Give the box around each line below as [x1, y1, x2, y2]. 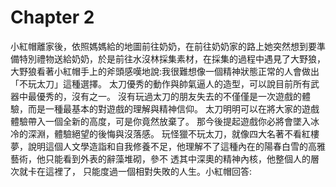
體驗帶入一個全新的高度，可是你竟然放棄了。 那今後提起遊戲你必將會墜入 [10, 115, 311, 127]
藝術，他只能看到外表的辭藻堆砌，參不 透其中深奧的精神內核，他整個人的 [10, 152, 311, 165]
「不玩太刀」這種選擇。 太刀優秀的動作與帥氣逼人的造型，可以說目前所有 [10, 77, 311, 90]
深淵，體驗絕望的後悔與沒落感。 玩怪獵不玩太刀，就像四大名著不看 [27, 127, 302, 140]
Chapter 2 [10, 6, 95, 29]
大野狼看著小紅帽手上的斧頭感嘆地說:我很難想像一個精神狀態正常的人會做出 [10, 65, 320, 77]
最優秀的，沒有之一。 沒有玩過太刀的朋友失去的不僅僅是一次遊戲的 [27, 90, 302, 102]
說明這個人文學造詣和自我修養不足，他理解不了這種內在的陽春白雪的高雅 [27, 140, 326, 152]
